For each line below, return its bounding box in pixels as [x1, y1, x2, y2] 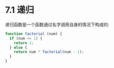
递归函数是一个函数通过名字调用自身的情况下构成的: [5, 22, 110, 27]
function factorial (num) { [5, 31, 63, 36]
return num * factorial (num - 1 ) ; [14, 49, 84, 54]
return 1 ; [14, 40, 34, 45]
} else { [9, 45, 27, 50]
